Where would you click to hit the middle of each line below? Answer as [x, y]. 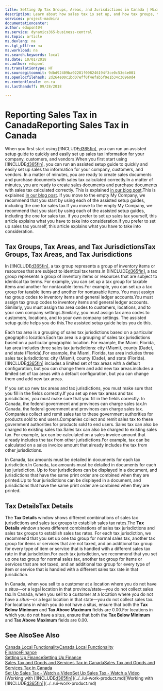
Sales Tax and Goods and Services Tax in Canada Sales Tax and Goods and [80, 662]
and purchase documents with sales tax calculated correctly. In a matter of [79, 180]
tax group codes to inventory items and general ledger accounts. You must [79, 297]
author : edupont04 [24, 28]
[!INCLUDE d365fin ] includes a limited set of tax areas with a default [73, 363]
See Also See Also [32, 635]
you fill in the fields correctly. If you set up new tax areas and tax [69, 393]
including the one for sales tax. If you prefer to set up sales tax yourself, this [81, 216]
